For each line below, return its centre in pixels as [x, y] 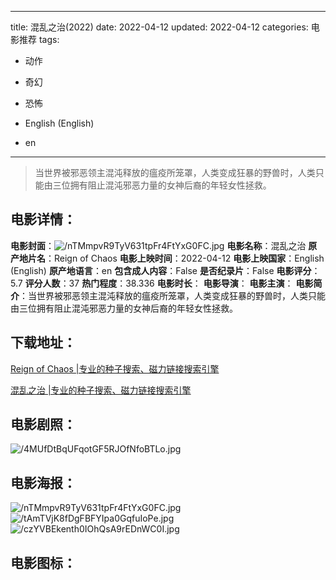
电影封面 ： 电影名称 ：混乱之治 [158, 245]
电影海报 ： [43, 482]
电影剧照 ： [43, 424]
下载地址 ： [43, 342]
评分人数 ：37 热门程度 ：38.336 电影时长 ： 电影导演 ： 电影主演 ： [159, 283]
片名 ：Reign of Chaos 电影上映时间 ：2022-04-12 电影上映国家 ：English [176, 258]
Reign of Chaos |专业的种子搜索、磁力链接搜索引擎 [115, 368]
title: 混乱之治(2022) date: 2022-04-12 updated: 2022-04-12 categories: [159, 27]
